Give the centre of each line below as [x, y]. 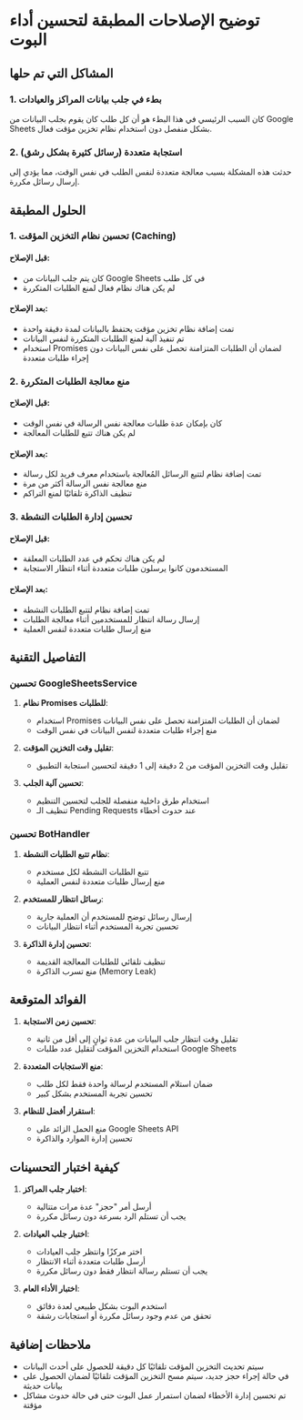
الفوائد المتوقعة [48, 999]
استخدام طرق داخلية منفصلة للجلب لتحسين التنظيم [122, 801]
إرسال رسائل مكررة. [45, 182]
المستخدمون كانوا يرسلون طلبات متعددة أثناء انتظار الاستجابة [125, 569]
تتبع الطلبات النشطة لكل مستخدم [92, 871]
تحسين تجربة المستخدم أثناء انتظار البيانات [107, 926]
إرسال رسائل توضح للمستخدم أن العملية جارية [114, 916]
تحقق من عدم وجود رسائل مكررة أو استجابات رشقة [124, 1316]
